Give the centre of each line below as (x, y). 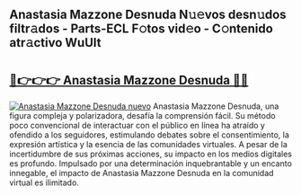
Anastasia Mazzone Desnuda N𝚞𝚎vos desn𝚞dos (148, 15)
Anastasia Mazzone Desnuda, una (216, 106)
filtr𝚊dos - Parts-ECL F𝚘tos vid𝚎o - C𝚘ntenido (142, 29)
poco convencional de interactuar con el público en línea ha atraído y (137, 125)
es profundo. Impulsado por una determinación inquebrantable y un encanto (150, 164)
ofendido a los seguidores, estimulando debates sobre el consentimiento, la (150, 135)
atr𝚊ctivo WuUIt (55, 43)
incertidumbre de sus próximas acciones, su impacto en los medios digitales (150, 154)
